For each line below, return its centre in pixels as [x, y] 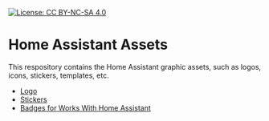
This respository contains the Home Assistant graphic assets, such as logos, [135, 67]
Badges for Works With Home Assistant [85, 107]
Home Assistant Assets [88, 45]
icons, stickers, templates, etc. [59, 75]
